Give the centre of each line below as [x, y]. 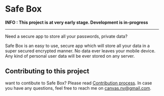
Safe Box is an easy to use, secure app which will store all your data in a [77, 46]
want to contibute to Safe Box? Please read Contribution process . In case [79, 83]
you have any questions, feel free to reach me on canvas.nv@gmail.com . [78, 88]
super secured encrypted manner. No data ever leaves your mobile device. [80, 51]
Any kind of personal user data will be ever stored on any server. [70, 56]
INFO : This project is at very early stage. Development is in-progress [77, 22]
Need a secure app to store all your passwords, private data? [66, 36]
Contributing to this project [47, 71]
